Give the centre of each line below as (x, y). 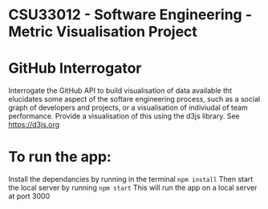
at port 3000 (29, 196)
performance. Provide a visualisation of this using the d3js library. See (124, 116)
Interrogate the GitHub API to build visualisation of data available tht (120, 90)
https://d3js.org (34, 125)
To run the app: (60, 157)
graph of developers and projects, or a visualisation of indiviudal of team (128, 108)
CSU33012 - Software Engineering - (130, 15)
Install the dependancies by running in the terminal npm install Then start (131, 179)
